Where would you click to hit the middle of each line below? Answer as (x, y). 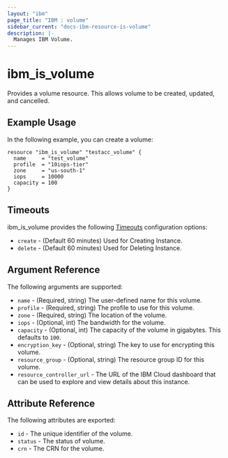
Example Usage (42, 123)
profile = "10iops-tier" (51, 165)
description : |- (31, 33)
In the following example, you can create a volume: (80, 139)
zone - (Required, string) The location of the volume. (92, 315)
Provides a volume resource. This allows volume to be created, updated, (111, 93)
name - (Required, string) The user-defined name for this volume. (109, 300)
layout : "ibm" (28, 14)
